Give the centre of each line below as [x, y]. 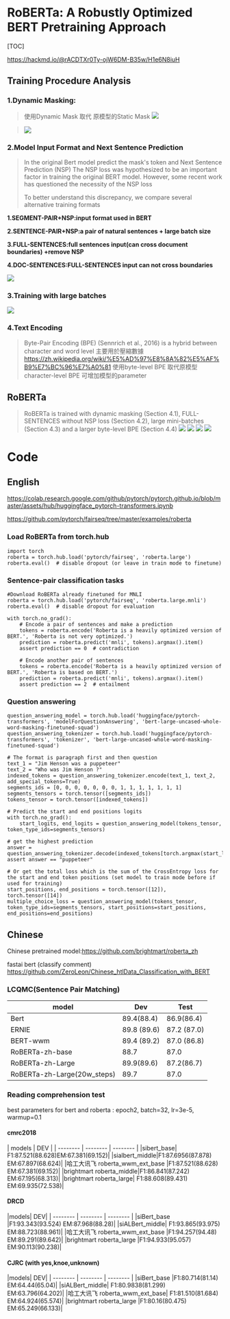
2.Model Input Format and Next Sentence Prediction [95, 147]
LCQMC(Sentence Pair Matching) [64, 989]
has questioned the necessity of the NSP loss [88, 184]
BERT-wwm [30, 1041]
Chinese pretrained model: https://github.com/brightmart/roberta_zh [103, 951]
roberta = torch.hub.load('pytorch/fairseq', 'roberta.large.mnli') [107, 600]
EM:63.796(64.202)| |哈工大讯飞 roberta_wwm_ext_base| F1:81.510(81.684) [113, 1294]
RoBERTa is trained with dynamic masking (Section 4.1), [102, 414]
